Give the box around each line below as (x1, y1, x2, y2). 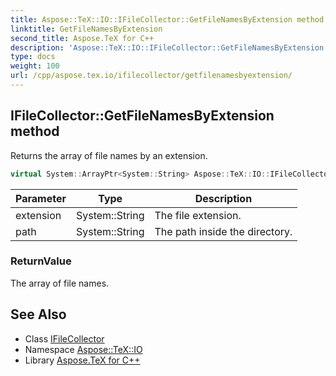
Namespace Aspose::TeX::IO (24, 343, 143, 355)
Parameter (15, 191, 67, 205)
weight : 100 (10, 61, 60, 71)
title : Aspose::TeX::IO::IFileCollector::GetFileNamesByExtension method (10, 14, 325, 25)
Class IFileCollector (24, 332, 105, 345)
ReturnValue (10, 254, 72, 268)
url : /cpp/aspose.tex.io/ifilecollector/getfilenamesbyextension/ (10, 71, 293, 81)
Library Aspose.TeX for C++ (24, 354, 141, 366)
